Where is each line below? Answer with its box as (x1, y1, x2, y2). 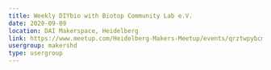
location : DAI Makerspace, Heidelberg (8, 27, 139, 35)
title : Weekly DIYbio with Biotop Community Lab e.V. (8, 11, 194, 20)
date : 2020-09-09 (8, 19, 67, 27)
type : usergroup (8, 49, 63, 57)
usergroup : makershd (8, 42, 78, 50)
